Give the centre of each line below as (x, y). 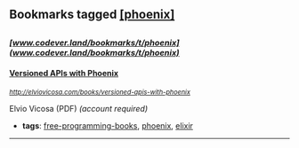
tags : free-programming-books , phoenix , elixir (108, 125)
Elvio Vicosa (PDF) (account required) (79, 108)
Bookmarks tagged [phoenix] (92, 15)
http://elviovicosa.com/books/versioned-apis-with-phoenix (100, 92)
